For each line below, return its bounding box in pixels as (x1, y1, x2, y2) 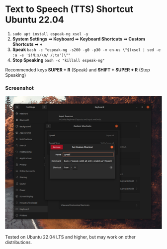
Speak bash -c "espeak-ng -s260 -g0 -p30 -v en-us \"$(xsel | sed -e (12, 46, 161, 52)
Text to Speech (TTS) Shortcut (5, 3, 134, 15)
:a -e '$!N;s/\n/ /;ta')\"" (12, 52, 71, 58)
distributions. (5, 239, 32, 245)
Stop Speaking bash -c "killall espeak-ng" (12, 57, 105, 63)
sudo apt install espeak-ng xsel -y (12, 31, 88, 36)
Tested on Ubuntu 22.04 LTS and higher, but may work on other (5, 234, 136, 240)
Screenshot (5, 84, 34, 91)
